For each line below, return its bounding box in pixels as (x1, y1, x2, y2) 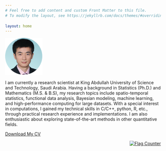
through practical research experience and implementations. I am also (5, 111, 148, 117)
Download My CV (5, 131, 41, 137)
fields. (5, 121, 18, 127)
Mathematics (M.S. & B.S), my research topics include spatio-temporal (5, 90, 149, 96)
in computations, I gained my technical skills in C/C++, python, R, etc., (5, 106, 148, 112)
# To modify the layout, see (5, 13, 65, 18)
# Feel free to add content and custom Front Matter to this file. (5, 8, 147, 13)
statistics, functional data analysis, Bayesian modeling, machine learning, (5, 95, 154, 101)
